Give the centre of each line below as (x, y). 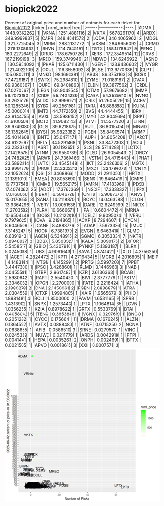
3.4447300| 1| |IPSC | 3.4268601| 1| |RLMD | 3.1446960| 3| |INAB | (72, 267)
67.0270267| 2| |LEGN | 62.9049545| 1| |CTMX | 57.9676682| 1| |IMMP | (78, 90)
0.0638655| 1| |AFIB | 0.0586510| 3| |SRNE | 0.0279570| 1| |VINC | (71, 330)
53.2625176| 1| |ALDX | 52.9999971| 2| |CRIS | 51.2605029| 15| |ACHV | (77, 100)
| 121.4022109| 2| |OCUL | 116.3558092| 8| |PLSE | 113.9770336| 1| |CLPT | (80, 69)
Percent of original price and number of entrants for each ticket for (72, 23)
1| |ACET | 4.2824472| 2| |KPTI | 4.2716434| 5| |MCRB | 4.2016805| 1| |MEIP (82, 257)
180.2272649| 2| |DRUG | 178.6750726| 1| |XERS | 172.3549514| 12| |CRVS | (81, 54)
